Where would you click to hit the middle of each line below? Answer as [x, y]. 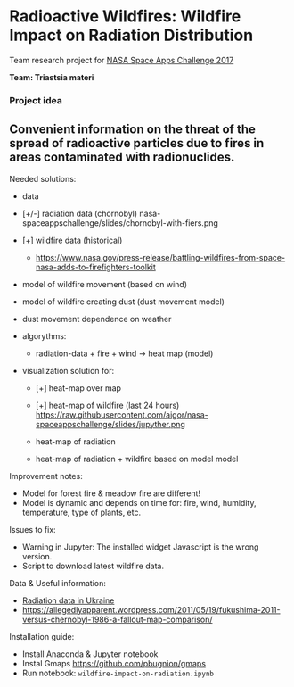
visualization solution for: [68, 370]
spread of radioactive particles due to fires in [137, 143]
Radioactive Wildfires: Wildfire [125, 17]
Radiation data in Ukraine [68, 600]
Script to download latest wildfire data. [93, 566]
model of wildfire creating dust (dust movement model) [123, 302]
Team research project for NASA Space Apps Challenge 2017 [122, 60]
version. [37, 556]
